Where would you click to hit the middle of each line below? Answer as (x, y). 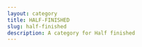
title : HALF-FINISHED (39, 20)
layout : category (32, 13)
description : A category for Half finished (71, 33)
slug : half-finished (37, 26)
